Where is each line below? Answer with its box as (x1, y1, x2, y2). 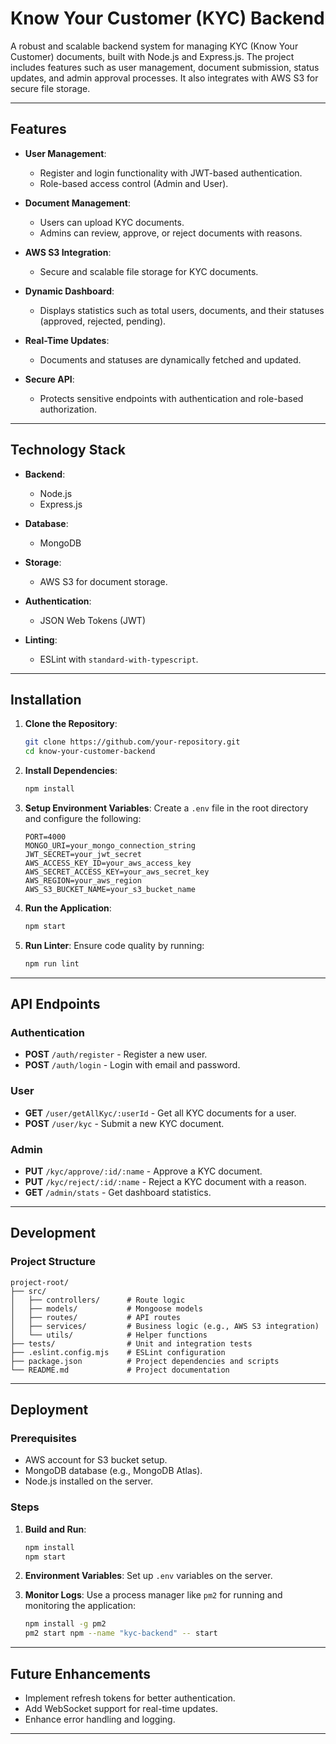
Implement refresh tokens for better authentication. (24, 1692, 236, 1704)
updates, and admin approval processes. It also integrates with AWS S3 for (10, 72, 319, 84)
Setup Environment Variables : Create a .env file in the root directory (24, 802, 309, 814)
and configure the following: (24, 813, 142, 824)
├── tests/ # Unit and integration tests (10, 1338, 253, 1349)
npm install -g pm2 (24, 1619, 107, 1629)
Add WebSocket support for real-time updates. (24, 1703, 219, 1715)
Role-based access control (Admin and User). (39, 177, 229, 189)
